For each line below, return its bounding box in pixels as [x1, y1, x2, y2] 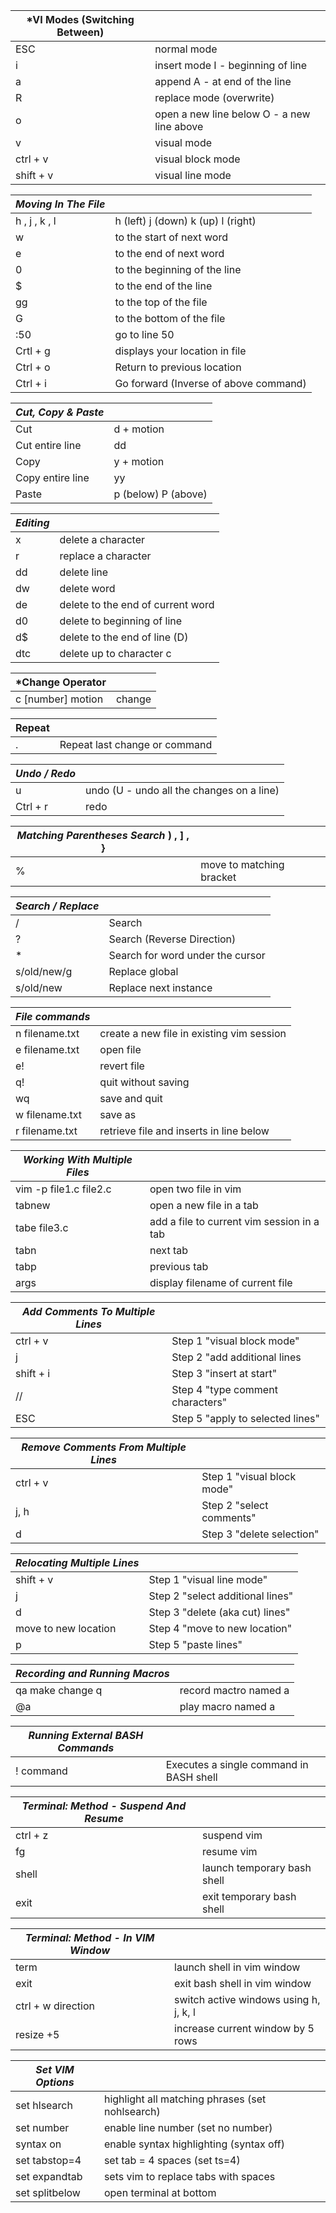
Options [35, 2075, 75, 2089]
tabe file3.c [15, 1221, 69, 1234]
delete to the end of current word [59, 598, 215, 611]
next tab [149, 1244, 189, 1257]
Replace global [108, 965, 179, 978]
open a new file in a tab [149, 1199, 259, 1212]
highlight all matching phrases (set [103, 2092, 267, 2106]
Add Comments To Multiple [21, 1305, 156, 1318]
